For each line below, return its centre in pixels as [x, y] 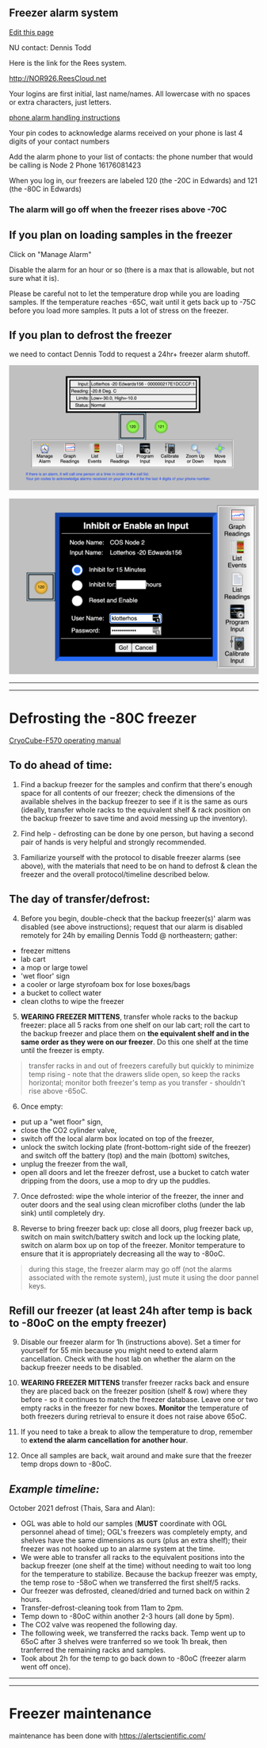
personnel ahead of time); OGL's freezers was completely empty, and [134, 1532]
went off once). [45, 1667]
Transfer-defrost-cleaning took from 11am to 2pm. [102, 1608]
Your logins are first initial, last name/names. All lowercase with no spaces [130, 94]
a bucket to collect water [61, 993]
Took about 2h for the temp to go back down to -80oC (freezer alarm [133, 1658]
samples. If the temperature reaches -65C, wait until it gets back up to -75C [132, 302]
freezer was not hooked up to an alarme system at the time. [118, 1549]
